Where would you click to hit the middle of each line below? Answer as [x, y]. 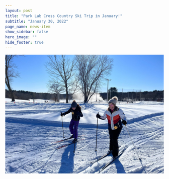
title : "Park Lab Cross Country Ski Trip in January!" [64, 16]
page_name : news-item [28, 27]
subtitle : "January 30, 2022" [37, 21]
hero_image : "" [21, 37]
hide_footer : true [24, 43]
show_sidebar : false [27, 32]
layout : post [19, 11]
